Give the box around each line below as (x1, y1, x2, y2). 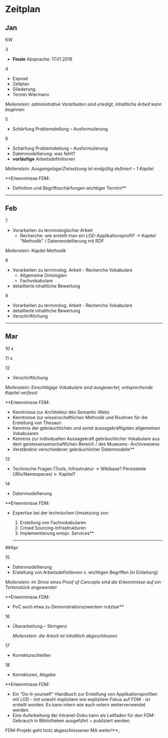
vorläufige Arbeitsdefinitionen (12, 156, 75, 162)
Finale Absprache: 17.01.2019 (12, 56, 72, 62)
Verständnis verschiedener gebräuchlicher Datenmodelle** (12, 446, 135, 452)
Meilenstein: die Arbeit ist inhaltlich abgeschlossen (12, 632, 117, 639)
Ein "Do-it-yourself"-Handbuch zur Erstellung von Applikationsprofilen (12, 691, 157, 697)
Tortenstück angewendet (5, 584, 57, 590)
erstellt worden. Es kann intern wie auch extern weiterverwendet (12, 701, 146, 707)
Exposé (12, 76, 28, 81)
